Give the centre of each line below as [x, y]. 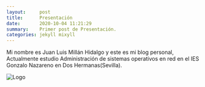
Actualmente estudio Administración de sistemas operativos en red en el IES [103, 59]
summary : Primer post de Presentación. [61, 29]
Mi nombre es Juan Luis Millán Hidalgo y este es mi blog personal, [90, 52]
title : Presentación [39, 18]
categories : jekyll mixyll [41, 35]
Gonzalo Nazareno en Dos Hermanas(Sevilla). [64, 66]
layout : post [29, 12]
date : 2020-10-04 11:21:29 [49, 23]
